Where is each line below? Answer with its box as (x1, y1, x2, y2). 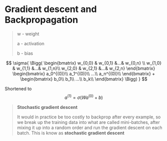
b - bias (17, 50, 33, 56)
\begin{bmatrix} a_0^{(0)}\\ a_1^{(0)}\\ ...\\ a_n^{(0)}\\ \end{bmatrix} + (12, 70, 155, 76)
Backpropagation (5, 14, 78, 26)
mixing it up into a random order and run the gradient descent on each (17, 124, 162, 130)
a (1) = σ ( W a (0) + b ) (64, 93, 103, 100)
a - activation (17, 40, 45, 46)
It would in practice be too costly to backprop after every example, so (17, 114, 161, 120)
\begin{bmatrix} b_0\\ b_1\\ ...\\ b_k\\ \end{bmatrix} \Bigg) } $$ (20, 76, 147, 82)
